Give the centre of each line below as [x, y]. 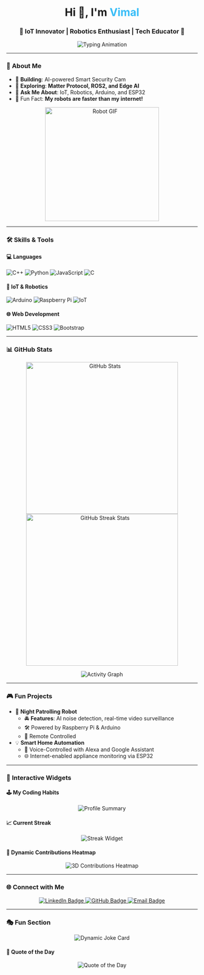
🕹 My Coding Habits [33, 793]
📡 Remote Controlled [50, 736]
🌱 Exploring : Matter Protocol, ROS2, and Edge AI [77, 86]
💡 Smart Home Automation [50, 742]
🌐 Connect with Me [36, 888]
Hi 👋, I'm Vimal [102, 12]
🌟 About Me [24, 66]
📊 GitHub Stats [29, 350]
